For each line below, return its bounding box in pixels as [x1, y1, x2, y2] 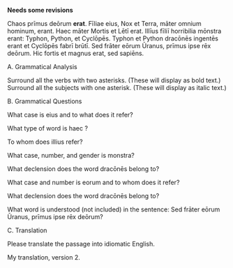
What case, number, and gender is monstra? [7, 151, 135, 159]
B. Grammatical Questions [7, 97, 82, 105]
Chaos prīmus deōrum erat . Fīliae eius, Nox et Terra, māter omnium [7, 20, 202, 27]
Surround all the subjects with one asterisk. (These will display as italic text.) [7, 84, 227, 91]
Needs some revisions [7, 6, 73, 14]
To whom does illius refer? [7, 137, 83, 146]
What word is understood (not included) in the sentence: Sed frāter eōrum [7, 205, 220, 214]
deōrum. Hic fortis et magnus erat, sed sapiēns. [7, 49, 144, 57]
